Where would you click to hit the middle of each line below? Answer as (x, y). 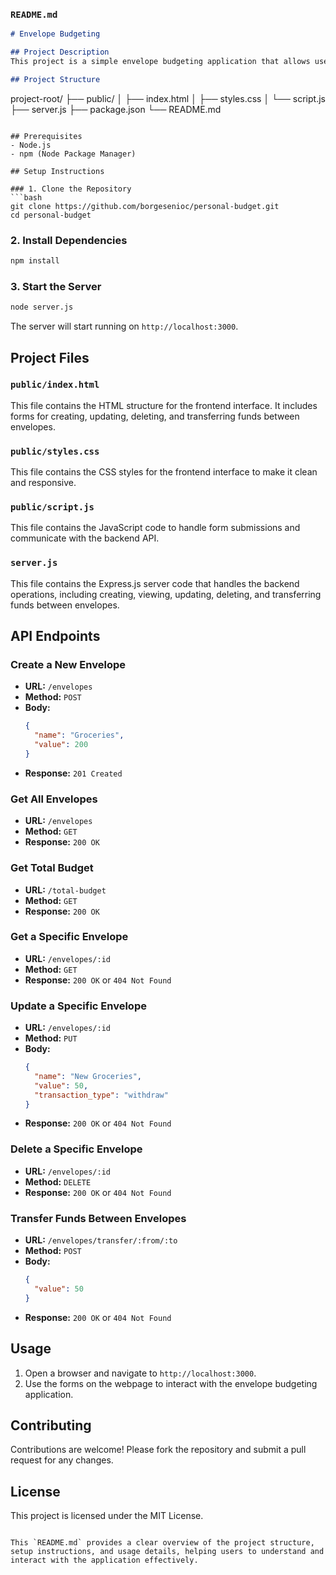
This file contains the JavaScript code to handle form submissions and (155, 528)
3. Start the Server (56, 286)
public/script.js (52, 507)
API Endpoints (55, 636)
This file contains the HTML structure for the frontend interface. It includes (164, 405)
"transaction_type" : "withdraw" (101, 1095)
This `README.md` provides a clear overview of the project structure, (162, 1543)
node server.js (42, 307)
